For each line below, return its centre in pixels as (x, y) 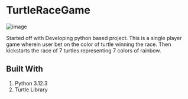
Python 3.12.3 (31, 83)
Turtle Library (31, 90)
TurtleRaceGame (48, 10)
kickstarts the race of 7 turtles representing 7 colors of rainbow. (84, 50)
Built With (25, 69)
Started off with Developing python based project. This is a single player (94, 38)
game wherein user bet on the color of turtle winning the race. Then (89, 44)
